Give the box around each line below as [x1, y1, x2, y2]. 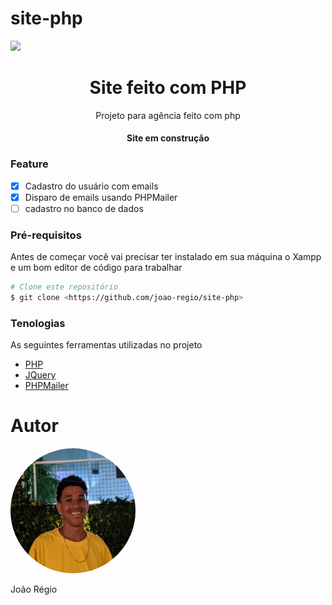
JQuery [24, 369, 57, 381]
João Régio [10, 583, 58, 596]
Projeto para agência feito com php [95, 109, 241, 121]
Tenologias [10, 316, 66, 330]
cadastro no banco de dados [24, 202, 144, 214]
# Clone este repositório [10, 282, 118, 292]
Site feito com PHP [89, 77, 247, 99]
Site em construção [126, 132, 210, 144]
